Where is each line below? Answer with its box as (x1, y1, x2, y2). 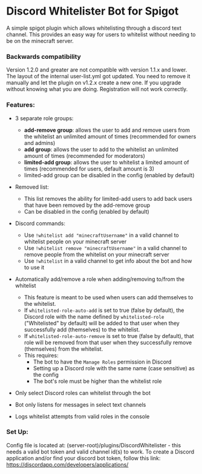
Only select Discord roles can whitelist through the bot (15, 389, 151, 396)
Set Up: (6, 428, 29, 436)
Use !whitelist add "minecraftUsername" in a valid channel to (24, 231, 180, 239)
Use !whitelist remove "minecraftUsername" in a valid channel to (24, 244, 187, 251)
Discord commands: (15, 220, 65, 227)
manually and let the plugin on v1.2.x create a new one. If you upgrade (6, 79, 181, 86)
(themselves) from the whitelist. (24, 345, 103, 353)
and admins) (24, 139, 56, 146)
